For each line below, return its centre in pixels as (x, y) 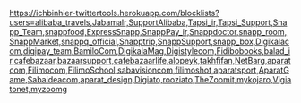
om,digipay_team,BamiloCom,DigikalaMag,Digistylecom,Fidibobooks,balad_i (150, 51)
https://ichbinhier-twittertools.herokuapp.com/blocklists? (114, 13)
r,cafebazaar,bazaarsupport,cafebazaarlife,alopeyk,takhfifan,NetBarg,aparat (150, 60)
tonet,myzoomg (38, 89)
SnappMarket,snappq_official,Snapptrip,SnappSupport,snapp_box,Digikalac (149, 41)
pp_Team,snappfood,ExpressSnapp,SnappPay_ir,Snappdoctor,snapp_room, (148, 32)
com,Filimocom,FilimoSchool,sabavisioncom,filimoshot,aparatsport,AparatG (149, 70)
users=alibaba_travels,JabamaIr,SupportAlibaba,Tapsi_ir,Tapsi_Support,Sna (148, 22)
